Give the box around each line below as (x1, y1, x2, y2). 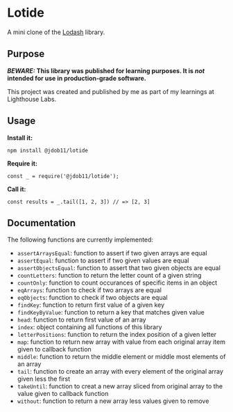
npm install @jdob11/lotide (7, 147, 89, 154)
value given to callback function (17, 390, 109, 398)
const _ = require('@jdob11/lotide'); (7, 173, 119, 180)
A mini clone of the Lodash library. (7, 28, 105, 36)
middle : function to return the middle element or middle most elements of (17, 353, 226, 361)
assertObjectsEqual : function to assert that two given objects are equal (17, 264, 221, 272)
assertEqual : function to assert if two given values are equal (17, 256, 189, 265)
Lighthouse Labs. (7, 95, 57, 103)
